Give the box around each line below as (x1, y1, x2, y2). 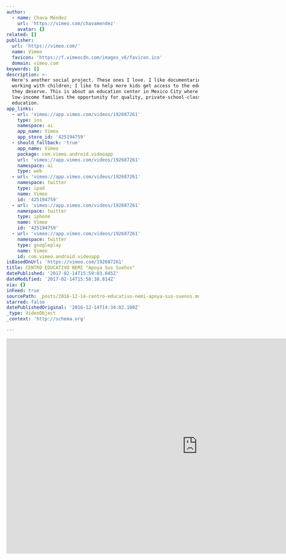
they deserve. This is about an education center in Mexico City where (12, 89, 199, 95)
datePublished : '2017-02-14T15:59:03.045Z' (6, 270, 119, 277)
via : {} (6, 282, 26, 288)
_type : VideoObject (6, 310, 56, 317)
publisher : (6, 37, 34, 43)
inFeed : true (6, 287, 40, 293)
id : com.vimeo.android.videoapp (17, 253, 100, 260)
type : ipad (17, 185, 45, 191)
